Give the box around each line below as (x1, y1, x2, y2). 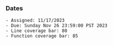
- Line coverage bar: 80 (5, 28, 68, 34)
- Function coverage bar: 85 (5, 33, 78, 39)
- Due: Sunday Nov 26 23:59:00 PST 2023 (5, 22, 108, 29)
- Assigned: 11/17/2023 (5, 18, 65, 24)
